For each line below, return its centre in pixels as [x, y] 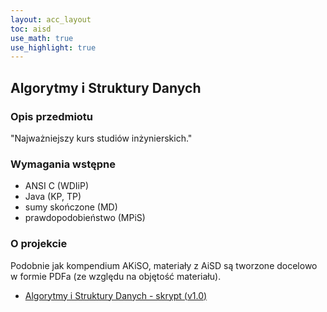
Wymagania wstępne [63, 164]
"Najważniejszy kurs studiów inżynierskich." [101, 138]
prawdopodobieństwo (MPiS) [85, 218]
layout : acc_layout [51, 19]
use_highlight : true [53, 47]
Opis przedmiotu [52, 116]
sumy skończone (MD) [71, 207]
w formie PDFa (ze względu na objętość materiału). [116, 276]
